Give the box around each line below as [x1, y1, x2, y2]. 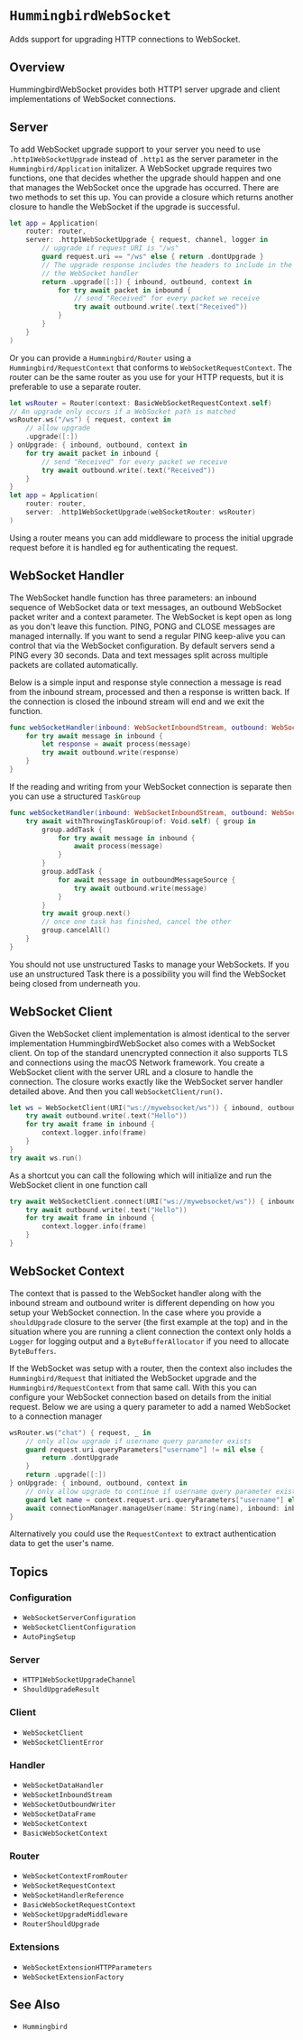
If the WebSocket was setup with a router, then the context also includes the [9, 1362, 293, 1374]
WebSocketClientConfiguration [22, 1623, 137, 1632]
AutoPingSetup [22, 1633, 76, 1642]
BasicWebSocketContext [22, 1829, 108, 1838]
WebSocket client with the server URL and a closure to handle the [9, 1066, 254, 1077]
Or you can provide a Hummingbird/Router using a [9, 352, 192, 363]
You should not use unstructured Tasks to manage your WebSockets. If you [9, 959, 290, 969]
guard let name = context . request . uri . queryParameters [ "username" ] [25, 1495, 284, 1505]
